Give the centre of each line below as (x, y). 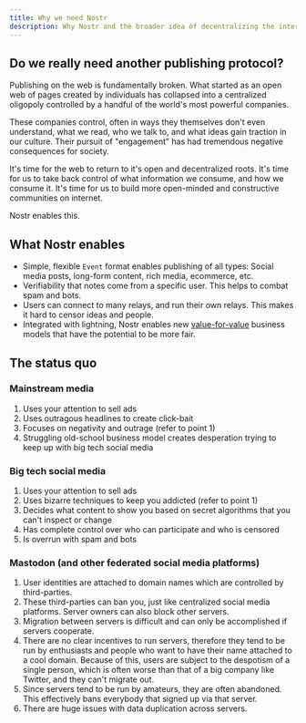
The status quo (53, 362)
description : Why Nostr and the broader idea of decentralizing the (142, 26)
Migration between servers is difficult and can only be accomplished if (155, 622)
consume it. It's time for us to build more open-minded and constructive (144, 189)
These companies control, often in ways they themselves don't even (138, 122)
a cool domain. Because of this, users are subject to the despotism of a (156, 660)
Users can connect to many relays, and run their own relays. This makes (158, 305)
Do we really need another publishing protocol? (147, 63)
